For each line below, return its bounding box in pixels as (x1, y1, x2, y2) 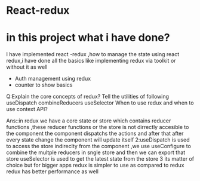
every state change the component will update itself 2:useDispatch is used (6, 136, 190, 143)
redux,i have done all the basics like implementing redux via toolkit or (6, 57, 176, 65)
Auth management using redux (14, 75, 91, 82)
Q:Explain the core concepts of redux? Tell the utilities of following (6, 93, 169, 100)
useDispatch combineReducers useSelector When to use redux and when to (6, 99, 194, 106)
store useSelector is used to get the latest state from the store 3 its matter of (6, 155, 195, 162)
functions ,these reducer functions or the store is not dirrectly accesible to (6, 124, 189, 131)
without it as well (6, 63, 48, 70)
